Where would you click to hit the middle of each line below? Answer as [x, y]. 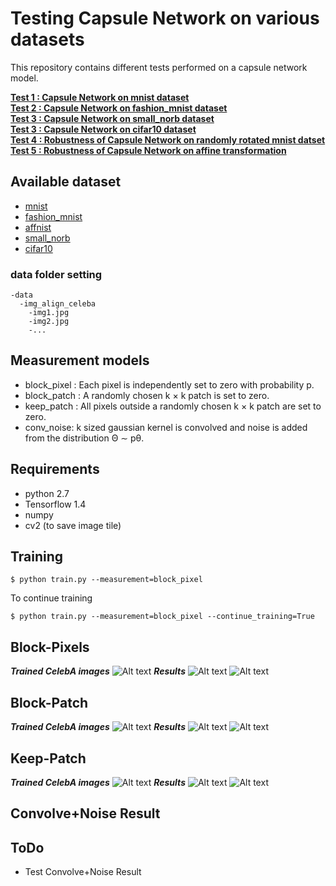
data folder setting [56, 274]
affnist [38, 227]
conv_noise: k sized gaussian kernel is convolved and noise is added [166, 427]
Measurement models [80, 360]
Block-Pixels [50, 647]
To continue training [51, 598]
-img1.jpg [49, 313]
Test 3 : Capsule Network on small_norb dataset [112, 118]
